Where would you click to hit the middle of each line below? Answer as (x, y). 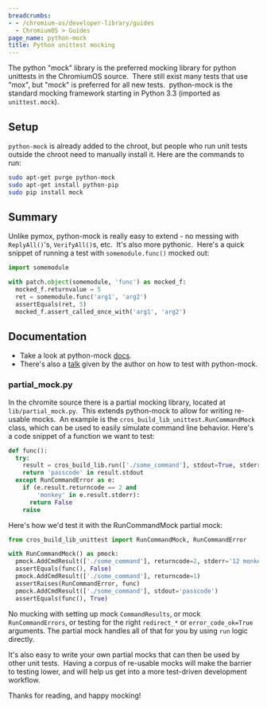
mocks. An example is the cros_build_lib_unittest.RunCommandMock (143, 419)
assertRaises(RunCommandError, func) (78, 583)
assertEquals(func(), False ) (64, 569)
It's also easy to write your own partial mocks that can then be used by (124, 655)
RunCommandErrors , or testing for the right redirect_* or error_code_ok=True (131, 622)
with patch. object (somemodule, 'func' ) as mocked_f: (97, 282)
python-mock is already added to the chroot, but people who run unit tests (128, 146)
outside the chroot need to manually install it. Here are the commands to (126, 154)
